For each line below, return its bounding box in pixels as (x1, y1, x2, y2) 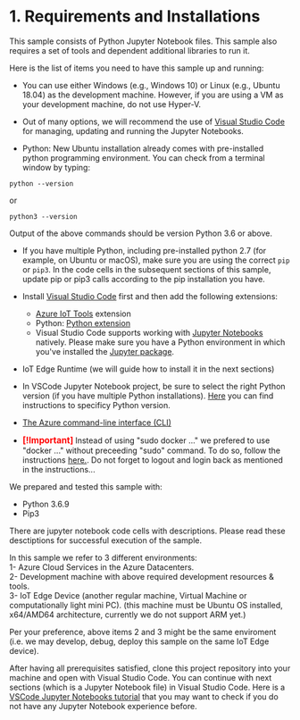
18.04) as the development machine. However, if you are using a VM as (21, 89, 284, 100)
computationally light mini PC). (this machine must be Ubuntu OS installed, (9, 599, 283, 610)
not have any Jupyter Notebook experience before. (9, 700, 198, 711)
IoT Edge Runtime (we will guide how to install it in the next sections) (21, 364, 275, 374)
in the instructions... (21, 464, 96, 474)
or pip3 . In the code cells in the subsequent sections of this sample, (21, 264, 271, 274)
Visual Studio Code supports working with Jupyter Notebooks (35, 327, 263, 338)
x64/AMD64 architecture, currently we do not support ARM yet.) (9, 609, 246, 620)
